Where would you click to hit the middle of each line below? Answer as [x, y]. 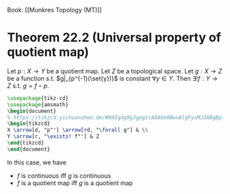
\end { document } [29, 149]
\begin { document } [32, 111]
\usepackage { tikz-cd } [38, 98]
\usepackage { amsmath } [38, 105]
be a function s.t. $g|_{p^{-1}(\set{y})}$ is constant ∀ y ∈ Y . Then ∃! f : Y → [112, 78]
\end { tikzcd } [26, 143]
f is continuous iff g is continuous [64, 175]
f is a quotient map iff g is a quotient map [75, 183]
